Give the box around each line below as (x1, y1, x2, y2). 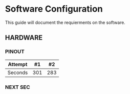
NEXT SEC (5, 84, 30, 91)
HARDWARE (5, 34, 43, 42)
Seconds (7, 69, 28, 76)
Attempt (8, 61, 28, 68)
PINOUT (5, 48, 25, 55)
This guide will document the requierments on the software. (5, 19, 126, 25)
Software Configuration (5, 3, 103, 15)
